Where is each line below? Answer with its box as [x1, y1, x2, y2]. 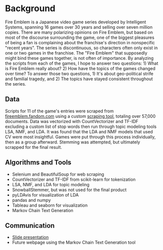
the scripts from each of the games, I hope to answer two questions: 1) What [5, 60, 159, 66]
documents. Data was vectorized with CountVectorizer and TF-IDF [5, 118, 139, 124]
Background [5, 3, 55, 14]
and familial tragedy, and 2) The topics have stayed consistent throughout [5, 76, 153, 82]
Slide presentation [12, 234, 49, 240]
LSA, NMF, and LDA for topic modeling [12, 181, 90, 187]
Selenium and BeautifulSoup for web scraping [12, 171, 105, 177]
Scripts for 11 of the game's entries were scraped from [5, 108, 114, 114]
